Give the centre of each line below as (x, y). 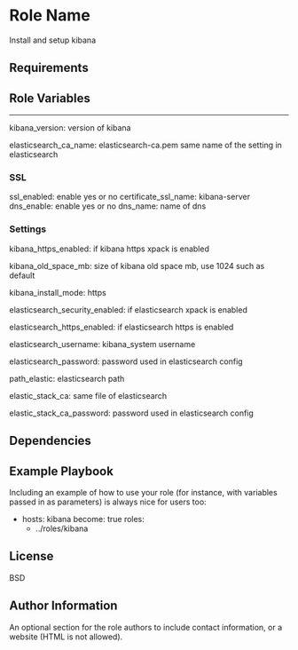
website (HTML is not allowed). (66, 637)
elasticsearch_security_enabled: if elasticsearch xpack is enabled (129, 309)
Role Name (50, 16)
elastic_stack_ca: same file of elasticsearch (88, 395)
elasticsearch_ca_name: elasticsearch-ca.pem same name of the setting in (145, 145)
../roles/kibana (62, 528)
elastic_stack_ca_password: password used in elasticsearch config (132, 413)
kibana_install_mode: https (58, 292)
